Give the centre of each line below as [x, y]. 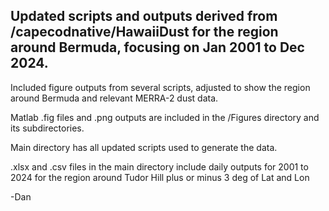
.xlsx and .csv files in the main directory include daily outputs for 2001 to [159, 166]
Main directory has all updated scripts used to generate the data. [144, 147]
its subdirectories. [47, 128]
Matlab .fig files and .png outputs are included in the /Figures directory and [165, 117]
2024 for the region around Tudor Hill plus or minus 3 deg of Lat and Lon [160, 177]
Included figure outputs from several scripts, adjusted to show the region [160, 87]
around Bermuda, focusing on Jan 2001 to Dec [157, 47]
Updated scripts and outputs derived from [144, 16]
